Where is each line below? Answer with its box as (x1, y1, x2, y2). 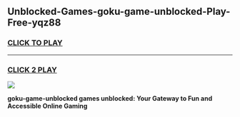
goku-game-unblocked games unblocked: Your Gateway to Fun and (7, 94, 213, 102)
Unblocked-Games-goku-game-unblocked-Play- (7, 6, 231, 18)
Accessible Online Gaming (7, 101, 88, 110)
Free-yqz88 (7, 17, 61, 29)
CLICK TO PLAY (7, 38, 63, 48)
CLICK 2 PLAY (7, 65, 57, 74)
